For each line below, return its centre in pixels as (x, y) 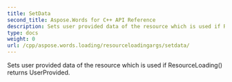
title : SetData (29, 13)
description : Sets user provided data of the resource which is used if (114, 26)
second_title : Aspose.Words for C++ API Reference (81, 20)
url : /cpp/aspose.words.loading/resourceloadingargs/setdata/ (98, 45)
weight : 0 (21, 39)
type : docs (23, 33)
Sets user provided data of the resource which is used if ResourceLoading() (115, 65)
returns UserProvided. (39, 72)
